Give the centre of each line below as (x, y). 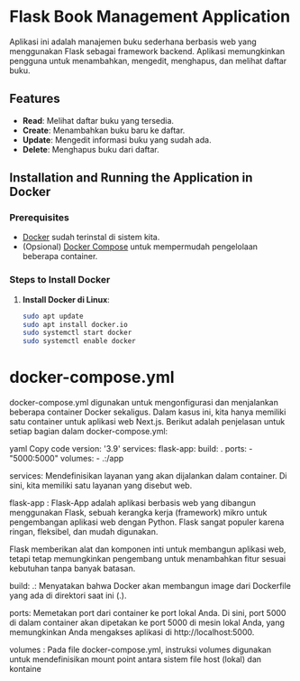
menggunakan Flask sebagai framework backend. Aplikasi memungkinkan (147, 51)
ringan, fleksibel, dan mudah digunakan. (84, 532)
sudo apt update (53, 316)
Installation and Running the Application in (131, 178)
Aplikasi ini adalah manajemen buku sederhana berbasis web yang (133, 42)
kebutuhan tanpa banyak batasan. (73, 569)
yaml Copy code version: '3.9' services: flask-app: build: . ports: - (131, 449)
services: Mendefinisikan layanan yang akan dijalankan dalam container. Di (148, 476)
